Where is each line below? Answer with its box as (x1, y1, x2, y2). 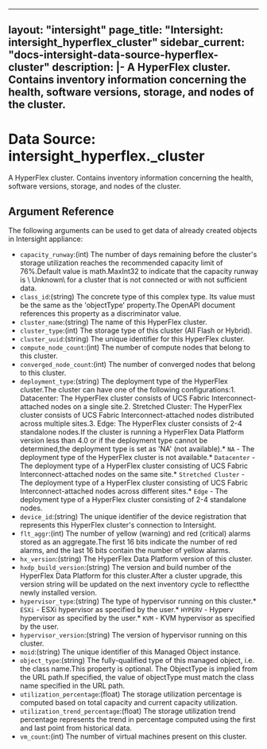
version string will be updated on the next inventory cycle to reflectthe (19, 579, 250, 589)
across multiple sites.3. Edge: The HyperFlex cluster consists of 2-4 (19, 419, 242, 428)
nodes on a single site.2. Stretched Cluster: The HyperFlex (50, 402, 242, 412)
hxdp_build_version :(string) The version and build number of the (19, 563, 232, 572)
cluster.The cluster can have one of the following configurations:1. (19, 385, 236, 395)
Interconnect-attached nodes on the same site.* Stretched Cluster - (19, 470, 245, 479)
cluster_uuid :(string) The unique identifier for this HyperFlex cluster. (19, 334, 245, 344)
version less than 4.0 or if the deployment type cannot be (19, 435, 208, 446)
